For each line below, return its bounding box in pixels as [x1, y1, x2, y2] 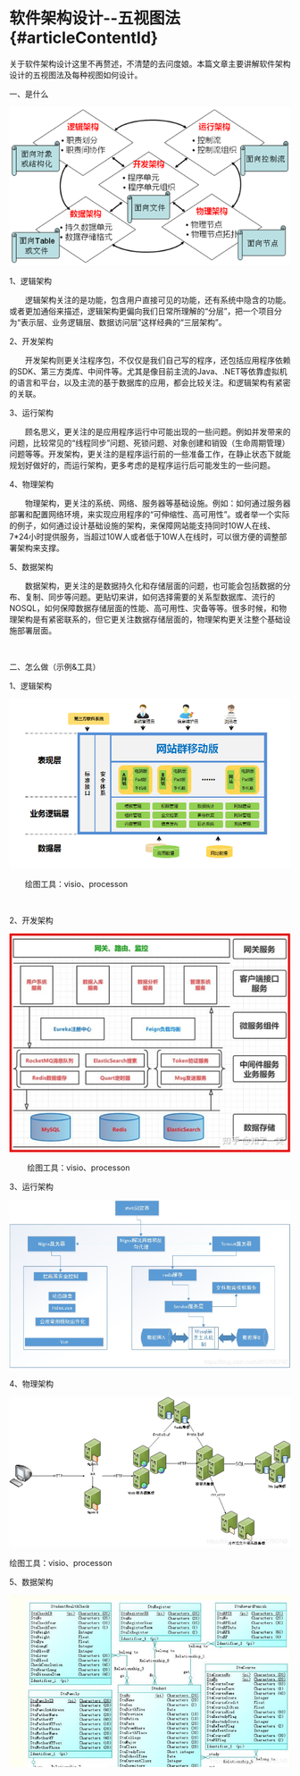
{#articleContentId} [9, 28, 159, 48]
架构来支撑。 [16, 542, 64, 554]
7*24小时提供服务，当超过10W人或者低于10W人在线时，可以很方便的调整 [9, 532, 279, 542]
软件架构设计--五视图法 [9, 8, 181, 29]
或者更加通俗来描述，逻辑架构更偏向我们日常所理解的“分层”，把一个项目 [9, 306, 275, 317]
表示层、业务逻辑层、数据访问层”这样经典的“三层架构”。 [21, 317, 227, 328]
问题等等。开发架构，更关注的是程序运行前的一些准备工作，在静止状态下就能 [9, 448, 291, 460]
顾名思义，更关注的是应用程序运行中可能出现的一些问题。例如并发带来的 [24, 426, 291, 438]
